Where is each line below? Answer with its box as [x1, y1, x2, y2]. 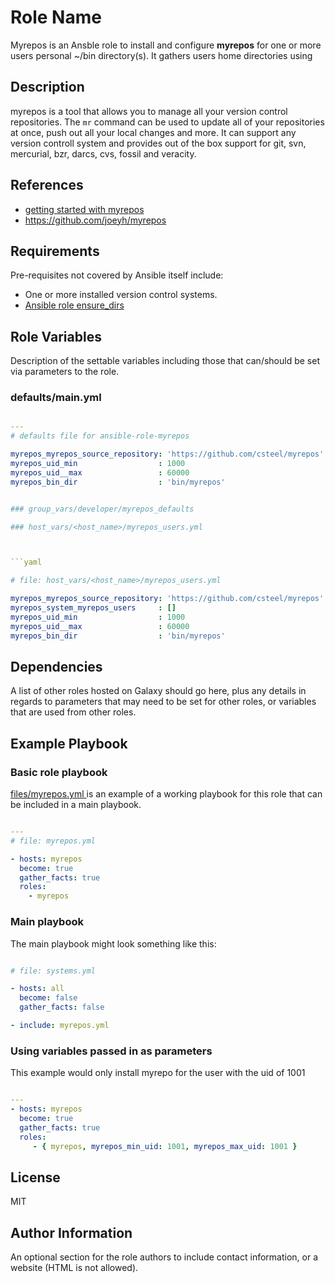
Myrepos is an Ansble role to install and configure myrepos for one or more [10, 39, 322, 51]
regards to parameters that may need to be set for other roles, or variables [10, 696, 317, 708]
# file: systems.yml [10, 966, 97, 976]
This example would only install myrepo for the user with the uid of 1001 [10, 1067, 306, 1079]
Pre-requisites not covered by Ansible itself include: [10, 269, 224, 281]
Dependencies [10, 659, 103, 675]
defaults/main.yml [10, 391, 102, 405]
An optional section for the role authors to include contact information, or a [10, 1251, 319, 1263]
